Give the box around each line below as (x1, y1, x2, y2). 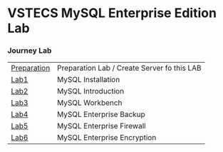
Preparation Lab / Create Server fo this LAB (56, 63, 202, 73)
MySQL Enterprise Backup (56, 109, 146, 119)
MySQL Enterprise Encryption (56, 133, 157, 143)
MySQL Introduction (56, 86, 125, 96)
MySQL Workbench (56, 98, 123, 108)
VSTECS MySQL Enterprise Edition (7, 5, 217, 21)
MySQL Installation (56, 75, 120, 85)
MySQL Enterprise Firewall (56, 121, 146, 131)
